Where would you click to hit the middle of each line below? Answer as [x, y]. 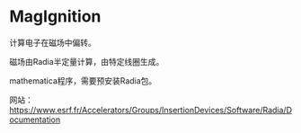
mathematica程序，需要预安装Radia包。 [83, 80]
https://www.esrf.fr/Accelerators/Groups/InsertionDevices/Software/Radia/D [151, 110]
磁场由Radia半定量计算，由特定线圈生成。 [87, 61]
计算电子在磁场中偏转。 [53, 42]
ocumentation [35, 120]
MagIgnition [55, 17]
